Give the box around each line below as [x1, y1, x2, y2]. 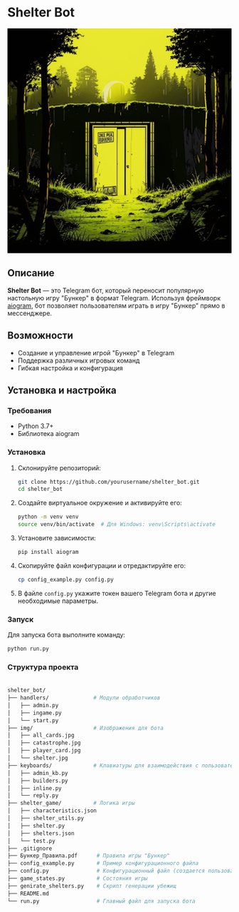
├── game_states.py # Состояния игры [7, 875, 148, 882]
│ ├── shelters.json [7, 829, 75, 837]
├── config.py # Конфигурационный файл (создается [7, 868, 205, 875]
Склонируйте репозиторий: [17, 463, 101, 472]
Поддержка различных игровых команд [17, 356, 140, 365]
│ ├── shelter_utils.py [7, 815, 84, 822]
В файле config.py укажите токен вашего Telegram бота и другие [17, 589, 216, 597]
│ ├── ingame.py [7, 709, 62, 716]
